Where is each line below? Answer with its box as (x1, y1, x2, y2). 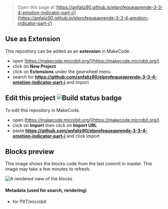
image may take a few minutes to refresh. (5, 166, 91, 172)
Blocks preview (5, 148, 54, 156)
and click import (66, 133, 100, 139)
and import (66, 79, 89, 85)
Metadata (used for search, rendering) (5, 187, 87, 193)
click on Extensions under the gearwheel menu (12, 68, 111, 74)
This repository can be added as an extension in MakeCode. (5, 48, 131, 54)
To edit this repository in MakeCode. (5, 107, 80, 113)
